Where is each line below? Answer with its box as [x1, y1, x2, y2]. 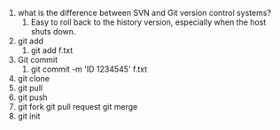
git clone [17, 73, 51, 83]
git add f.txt [30, 45, 74, 56]
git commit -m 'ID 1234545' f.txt [30, 64, 148, 74]
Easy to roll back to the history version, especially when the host [30, 17, 267, 27]
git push [17, 92, 48, 103]
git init [17, 111, 41, 121]
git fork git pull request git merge [17, 102, 138, 111]
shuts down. [30, 27, 76, 36]
